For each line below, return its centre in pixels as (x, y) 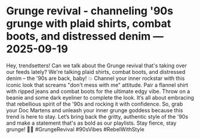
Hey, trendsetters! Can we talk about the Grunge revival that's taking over (96, 65)
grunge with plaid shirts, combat (89, 24)
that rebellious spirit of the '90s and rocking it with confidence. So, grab (95, 104)
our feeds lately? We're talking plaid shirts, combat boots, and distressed (96, 72)
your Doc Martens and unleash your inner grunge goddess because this (95, 110)
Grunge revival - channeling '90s (90, 11)
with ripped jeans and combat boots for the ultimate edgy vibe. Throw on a (98, 91)
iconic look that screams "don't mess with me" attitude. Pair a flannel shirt (97, 85)
